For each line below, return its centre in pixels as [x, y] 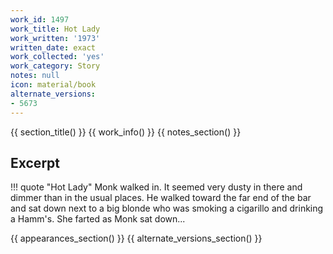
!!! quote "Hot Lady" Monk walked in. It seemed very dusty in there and [156, 187]
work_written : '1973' [55, 38]
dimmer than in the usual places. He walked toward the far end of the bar [161, 198]
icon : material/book [53, 85]
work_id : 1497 [40, 19]
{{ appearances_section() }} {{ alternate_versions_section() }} [136, 238]
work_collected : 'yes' [57, 57]
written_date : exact [53, 47]
